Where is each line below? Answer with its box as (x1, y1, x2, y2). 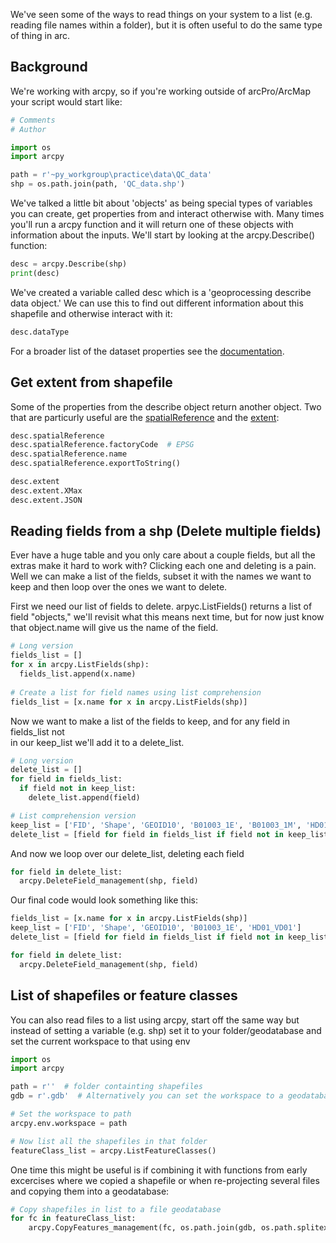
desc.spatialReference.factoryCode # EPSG (10, 440, 195, 450)
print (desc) (10, 268, 60, 278)
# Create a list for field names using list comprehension (10, 687, 262, 698)
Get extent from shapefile (10, 374, 173, 391)
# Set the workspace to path (10, 1109, 132, 1119)
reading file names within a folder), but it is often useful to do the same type (10, 19, 323, 31)
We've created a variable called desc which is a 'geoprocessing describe (10, 286, 312, 298)
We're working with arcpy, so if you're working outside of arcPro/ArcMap (10, 85, 312, 97)
